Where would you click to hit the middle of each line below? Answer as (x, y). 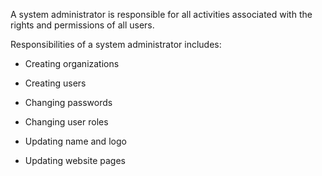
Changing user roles (66, 122)
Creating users (55, 83)
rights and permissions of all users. (82, 25)
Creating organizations (72, 63)
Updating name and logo (75, 141)
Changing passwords (68, 102)
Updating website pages (75, 160)
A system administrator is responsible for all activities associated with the (161, 14)
